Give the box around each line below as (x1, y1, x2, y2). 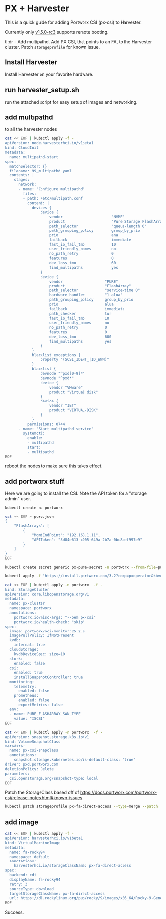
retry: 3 (9, 882, 28, 887)
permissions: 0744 (27, 422, 65, 427)
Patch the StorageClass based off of (5, 789, 79, 796)
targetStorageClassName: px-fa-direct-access (9, 891, 105, 896)
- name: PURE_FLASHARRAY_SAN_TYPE (9, 712, 81, 717)
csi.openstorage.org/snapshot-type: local (9, 776, 98, 781)
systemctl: (23, 431, 45, 436)
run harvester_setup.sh (5, 86, 79, 94)
